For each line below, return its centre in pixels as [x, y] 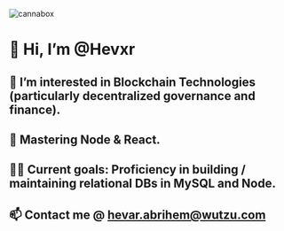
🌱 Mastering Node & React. [85, 139]
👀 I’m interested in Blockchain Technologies [132, 82]
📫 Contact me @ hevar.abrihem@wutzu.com [138, 215]
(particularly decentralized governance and [132, 96]
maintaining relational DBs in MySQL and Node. [143, 184]
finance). [35, 109]
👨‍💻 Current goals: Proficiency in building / [127, 169]
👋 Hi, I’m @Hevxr [72, 50]
